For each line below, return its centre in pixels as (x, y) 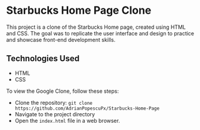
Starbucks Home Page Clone (79, 10)
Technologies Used (43, 58)
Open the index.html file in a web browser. (67, 120)
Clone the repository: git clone (53, 102)
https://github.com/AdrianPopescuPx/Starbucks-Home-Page (87, 108)
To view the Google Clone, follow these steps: (63, 91)
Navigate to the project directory (55, 114)
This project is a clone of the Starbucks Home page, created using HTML (96, 27)
